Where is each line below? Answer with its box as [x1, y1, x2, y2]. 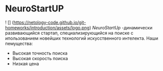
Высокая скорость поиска [12, 55, 68, 61]
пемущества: [5, 40, 33, 46]
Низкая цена [12, 61, 39, 67]
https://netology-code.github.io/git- [13, 19, 86, 25]
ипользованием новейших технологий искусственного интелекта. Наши [5, 35, 159, 41]
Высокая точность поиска [12, 50, 68, 56]
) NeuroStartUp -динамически [89, 24, 153, 30]
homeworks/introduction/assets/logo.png [5, 24, 90, 30]
